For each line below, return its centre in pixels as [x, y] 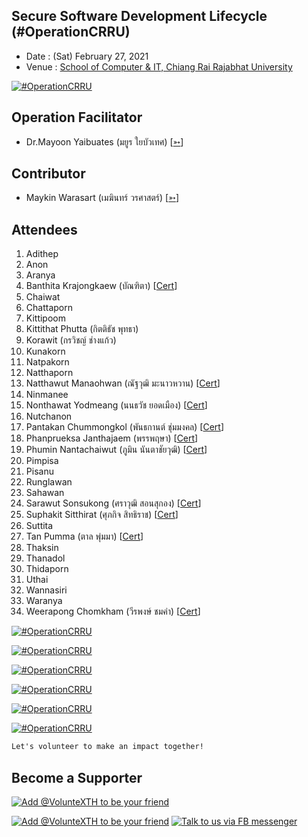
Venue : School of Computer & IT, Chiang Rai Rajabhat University [159, 66]
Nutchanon [49, 416]
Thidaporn [47, 569]
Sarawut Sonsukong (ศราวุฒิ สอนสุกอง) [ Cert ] [113, 503]
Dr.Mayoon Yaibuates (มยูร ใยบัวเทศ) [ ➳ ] [104, 141]
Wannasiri [46, 590]
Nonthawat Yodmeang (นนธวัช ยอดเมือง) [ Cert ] [116, 405]
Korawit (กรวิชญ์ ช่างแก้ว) [71, 340]
